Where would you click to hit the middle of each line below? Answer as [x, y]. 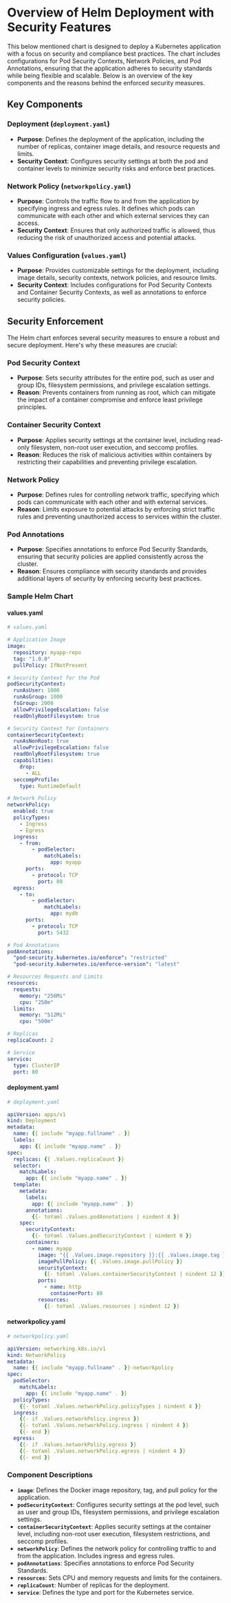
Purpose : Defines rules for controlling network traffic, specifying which [118, 494]
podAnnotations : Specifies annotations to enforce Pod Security [106, 1563]
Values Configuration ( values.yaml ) [67, 255]
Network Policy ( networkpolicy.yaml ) [69, 186]
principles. [32, 407]
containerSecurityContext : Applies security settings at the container [114, 1526]
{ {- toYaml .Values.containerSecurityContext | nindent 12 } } [135, 1274]
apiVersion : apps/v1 [37, 1114]
